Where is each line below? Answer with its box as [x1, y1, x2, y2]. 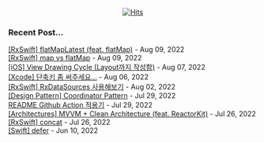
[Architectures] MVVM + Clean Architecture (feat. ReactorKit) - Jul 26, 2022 [8, 109, 257, 119]
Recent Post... [8, 27, 64, 38]
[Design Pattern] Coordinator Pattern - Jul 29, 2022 [8, 91, 176, 101]
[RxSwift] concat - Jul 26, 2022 [8, 118, 111, 127]
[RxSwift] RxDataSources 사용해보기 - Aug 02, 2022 [8, 82, 176, 92]
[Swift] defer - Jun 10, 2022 [8, 126, 99, 135]
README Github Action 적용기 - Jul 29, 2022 [8, 101, 153, 110]
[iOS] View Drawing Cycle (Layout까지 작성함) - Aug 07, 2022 [8, 63, 206, 72]
